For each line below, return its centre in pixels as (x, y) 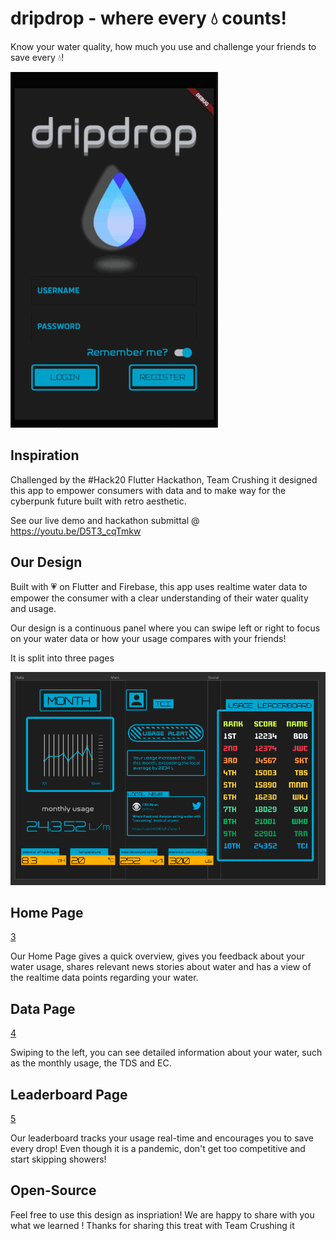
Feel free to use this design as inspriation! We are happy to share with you (162, 1214)
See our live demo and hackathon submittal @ (105, 520)
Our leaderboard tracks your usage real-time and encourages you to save (162, 1138)
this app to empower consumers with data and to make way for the (148, 490)
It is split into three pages (62, 658)
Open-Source (53, 1190)
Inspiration (45, 455)
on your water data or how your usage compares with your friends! (148, 638)
